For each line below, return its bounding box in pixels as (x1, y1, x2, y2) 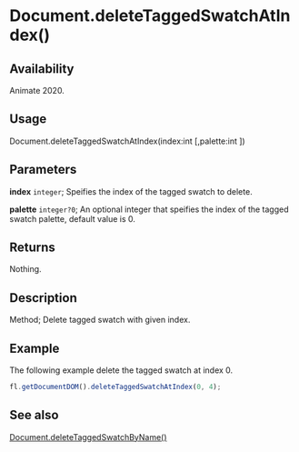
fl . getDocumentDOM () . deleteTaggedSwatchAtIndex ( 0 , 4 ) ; (9, 383, 222, 392)
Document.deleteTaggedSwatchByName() (9, 431, 167, 442)
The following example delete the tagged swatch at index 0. (9, 365, 234, 376)
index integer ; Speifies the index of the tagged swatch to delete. (9, 186, 253, 196)
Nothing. (9, 264, 43, 275)
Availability (9, 61, 75, 76)
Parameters (9, 162, 77, 177)
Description (9, 290, 77, 306)
